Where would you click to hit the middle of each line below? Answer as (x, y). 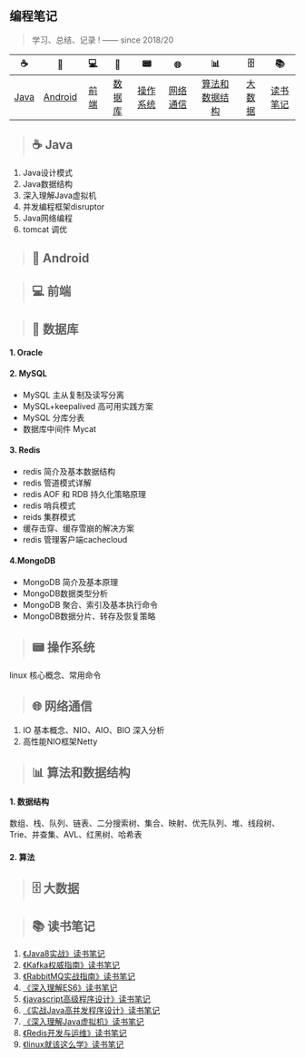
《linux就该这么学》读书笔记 (73, 1044)
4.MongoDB (33, 561)
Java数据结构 (48, 183)
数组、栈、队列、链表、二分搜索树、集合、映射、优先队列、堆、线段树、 (144, 823)
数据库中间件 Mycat (59, 428)
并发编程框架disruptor (64, 206)
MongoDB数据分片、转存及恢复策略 (89, 616)
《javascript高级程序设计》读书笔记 (87, 999)
